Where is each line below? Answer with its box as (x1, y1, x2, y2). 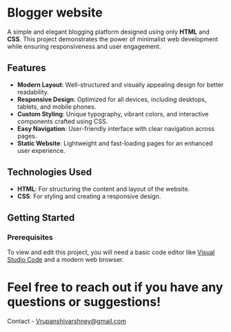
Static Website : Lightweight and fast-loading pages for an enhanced (17, 139, 213, 147)
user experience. (17, 146, 66, 154)
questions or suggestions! (7, 294, 161, 310)
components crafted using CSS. (17, 117, 108, 125)
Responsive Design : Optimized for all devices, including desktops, (17, 95, 207, 103)
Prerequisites (7, 232, 53, 242)
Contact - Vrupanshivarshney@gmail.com (7, 317, 126, 325)
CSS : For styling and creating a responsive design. (17, 191, 161, 200)
